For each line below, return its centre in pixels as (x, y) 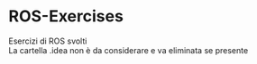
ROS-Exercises (66, 16)
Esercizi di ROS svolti (48, 41)
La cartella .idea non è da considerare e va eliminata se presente (128, 50)
